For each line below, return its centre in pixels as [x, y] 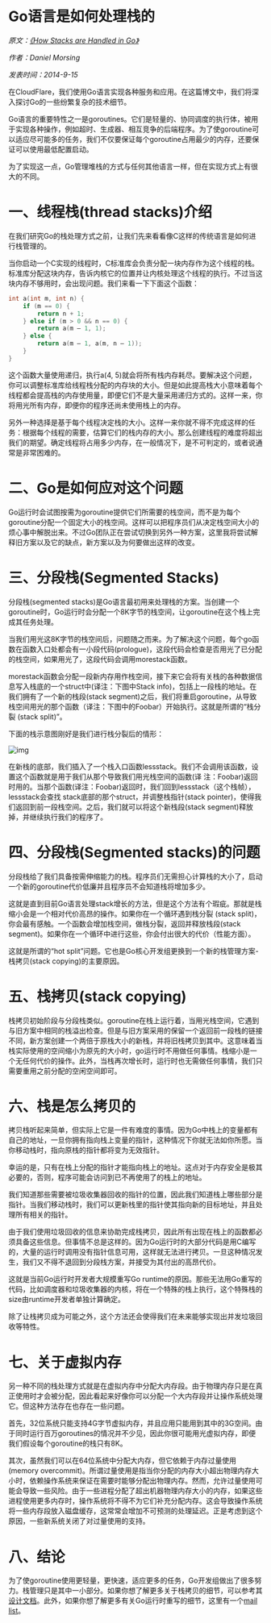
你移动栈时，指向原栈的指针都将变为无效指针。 [86, 1151]
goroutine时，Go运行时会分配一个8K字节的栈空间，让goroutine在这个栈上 [131, 612]
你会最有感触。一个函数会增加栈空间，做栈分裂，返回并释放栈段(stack [125, 923]
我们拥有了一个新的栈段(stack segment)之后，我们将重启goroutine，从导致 [133, 696]
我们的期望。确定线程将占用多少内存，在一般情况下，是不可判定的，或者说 [132, 442]
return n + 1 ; [61, 314]
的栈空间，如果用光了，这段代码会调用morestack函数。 [100, 659]
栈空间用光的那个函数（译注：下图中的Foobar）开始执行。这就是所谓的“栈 [131, 706]
